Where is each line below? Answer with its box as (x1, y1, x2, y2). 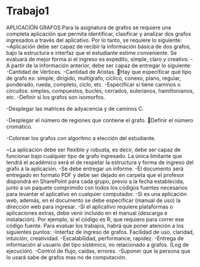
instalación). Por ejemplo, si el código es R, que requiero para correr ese (6, 216, 184, 223)
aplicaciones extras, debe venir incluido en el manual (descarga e (6, 209, 168, 216)
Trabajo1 (6, 4, 50, 18)
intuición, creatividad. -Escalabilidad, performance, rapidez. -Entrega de (6, 234, 184, 242)
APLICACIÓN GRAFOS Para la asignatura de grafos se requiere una (6, 24, 171, 31)
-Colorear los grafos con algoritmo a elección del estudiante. (6, 134, 156, 141)
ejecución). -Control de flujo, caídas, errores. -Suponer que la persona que (6, 247, 191, 254)
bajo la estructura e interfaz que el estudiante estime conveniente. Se (6, 49, 177, 56)
